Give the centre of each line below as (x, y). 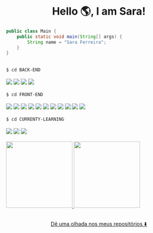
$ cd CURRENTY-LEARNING (35, 119)
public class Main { (31, 31)
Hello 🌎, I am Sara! (99, 12)
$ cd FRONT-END (25, 95)
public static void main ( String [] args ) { (69, 37)
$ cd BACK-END (24, 70)
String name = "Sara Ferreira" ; (67, 42)
